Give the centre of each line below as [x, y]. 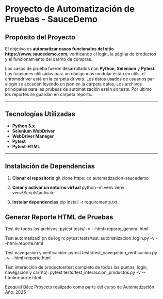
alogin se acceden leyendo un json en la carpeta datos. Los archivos [73, 84]
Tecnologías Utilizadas [40, 114]
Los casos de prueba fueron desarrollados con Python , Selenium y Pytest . [81, 68]
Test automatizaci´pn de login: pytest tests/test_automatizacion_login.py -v [80, 238]
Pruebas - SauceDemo [51, 19]
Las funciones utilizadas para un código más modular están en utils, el [75, 74]
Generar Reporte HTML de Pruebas [59, 217]
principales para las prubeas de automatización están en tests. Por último [78, 89]
